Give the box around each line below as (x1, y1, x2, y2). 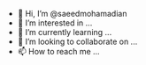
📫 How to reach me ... (17, 47, 100, 56)
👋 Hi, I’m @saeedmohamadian (17, 9, 127, 18)
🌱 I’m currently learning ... (17, 27, 112, 37)
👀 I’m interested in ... (17, 18, 93, 28)
